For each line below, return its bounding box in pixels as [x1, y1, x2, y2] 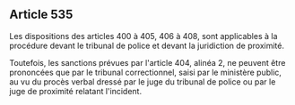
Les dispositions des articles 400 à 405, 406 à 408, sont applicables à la [9, 30, 278, 41]
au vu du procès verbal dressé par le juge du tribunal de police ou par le [9, 76, 276, 87]
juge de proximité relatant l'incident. [9, 85, 142, 96]
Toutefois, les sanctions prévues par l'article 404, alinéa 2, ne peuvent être [9, 57, 286, 68]
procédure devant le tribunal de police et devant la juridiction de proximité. [9, 40, 285, 51]
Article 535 [9, 7, 74, 22]
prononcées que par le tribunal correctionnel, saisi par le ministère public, [9, 67, 282, 77]
